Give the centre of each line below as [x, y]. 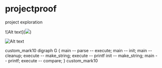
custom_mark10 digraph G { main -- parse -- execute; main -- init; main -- [79, 50]
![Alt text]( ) [18, 32]
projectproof [31, 9]
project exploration [24, 22]
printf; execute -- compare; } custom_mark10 [53, 60]
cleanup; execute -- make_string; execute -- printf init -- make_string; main [80, 56]
